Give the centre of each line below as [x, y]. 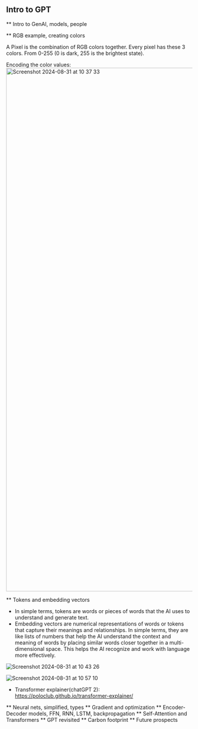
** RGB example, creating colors [46, 35]
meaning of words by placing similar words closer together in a [91, 642]
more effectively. [35, 655]
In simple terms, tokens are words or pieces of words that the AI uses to [102, 611]
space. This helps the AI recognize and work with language [118, 649]
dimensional [30, 649]
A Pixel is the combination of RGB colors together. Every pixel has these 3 [96, 47]
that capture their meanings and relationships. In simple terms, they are [101, 630]
